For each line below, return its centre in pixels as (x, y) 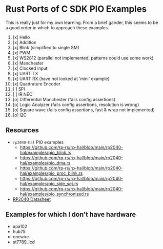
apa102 (20, 226)
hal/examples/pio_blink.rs (46, 152)
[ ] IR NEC (22, 94)
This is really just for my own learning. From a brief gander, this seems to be (82, 22)
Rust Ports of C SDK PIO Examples (76, 9)
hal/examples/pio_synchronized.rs (54, 194)
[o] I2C (20, 115)
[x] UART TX (25, 73)
